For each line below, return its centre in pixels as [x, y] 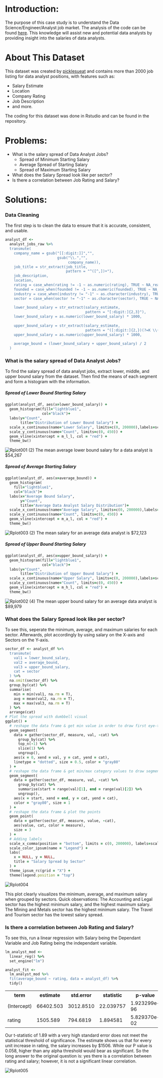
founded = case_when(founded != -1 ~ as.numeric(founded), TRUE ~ [82, 289]
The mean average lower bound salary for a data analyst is [94, 450]
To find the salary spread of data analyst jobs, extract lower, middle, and [77, 372]
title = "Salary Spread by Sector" [50, 862]
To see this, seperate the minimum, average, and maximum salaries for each [81, 630]
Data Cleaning [22, 215]
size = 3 [23, 830]
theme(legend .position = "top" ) [42, 875]
